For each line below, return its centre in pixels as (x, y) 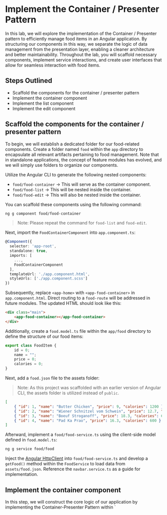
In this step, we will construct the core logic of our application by (71, 502)
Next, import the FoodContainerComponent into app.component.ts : (70, 232)
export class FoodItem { (31, 345)
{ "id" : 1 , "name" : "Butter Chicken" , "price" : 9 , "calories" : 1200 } (89, 406)
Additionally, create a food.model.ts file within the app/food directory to (78, 331)
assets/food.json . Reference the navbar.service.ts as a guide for (73, 469)
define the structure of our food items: (44, 336)
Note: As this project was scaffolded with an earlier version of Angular (89, 388)
